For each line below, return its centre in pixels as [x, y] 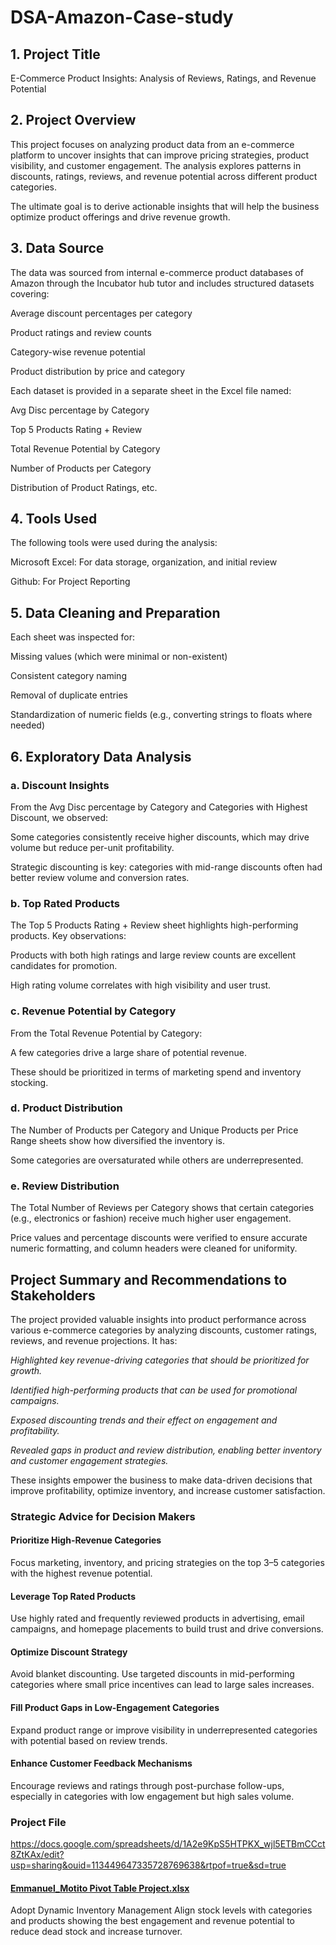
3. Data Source [57, 248]
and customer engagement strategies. [89, 1460]
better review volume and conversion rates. [100, 877]
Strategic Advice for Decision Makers [103, 1516]
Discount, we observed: [59, 817]
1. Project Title [55, 54]
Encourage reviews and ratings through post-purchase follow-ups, [147, 1785]
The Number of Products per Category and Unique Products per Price [154, 1130]
